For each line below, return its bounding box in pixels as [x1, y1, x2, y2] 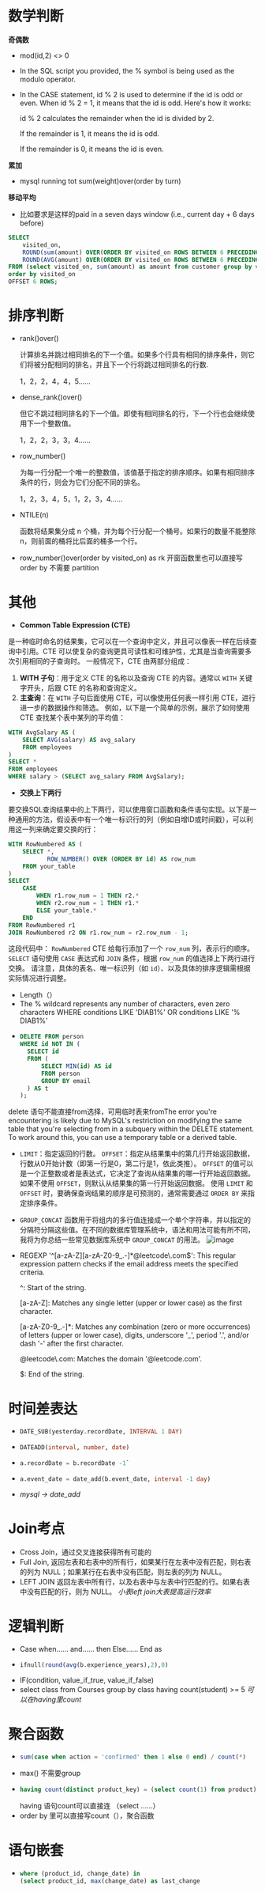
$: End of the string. [19, 1369, 85, 1379]
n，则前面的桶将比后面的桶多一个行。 [19, 536, 142, 546]
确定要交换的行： [42, 824, 99, 835]
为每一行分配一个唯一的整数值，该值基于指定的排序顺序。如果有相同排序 [19, 468, 255, 477]
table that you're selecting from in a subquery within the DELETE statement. [8, 1124, 255, 1134]
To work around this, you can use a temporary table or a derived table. [8, 1133, 237, 1142]
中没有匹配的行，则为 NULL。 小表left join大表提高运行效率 [19, 1587, 211, 1596]
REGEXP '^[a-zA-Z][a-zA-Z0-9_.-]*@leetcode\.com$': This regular [19, 1251, 237, 1260]
